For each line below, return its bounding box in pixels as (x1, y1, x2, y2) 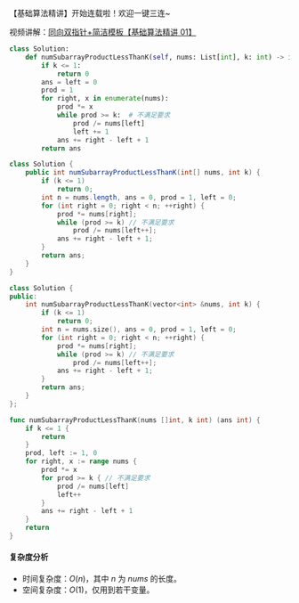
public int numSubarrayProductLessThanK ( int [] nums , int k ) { (25, 168, 261, 177)
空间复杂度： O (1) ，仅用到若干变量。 (21, 584, 155, 595)
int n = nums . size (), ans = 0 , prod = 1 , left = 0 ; (41, 325, 238, 334)
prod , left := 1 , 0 (25, 449, 98, 458)
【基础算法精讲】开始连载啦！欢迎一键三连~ (9, 8, 171, 18)
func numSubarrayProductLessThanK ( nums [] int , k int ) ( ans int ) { (9, 415, 261, 425)
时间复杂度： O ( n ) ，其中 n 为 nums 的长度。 (21, 574, 182, 584)
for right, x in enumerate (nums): (41, 94, 169, 103)
